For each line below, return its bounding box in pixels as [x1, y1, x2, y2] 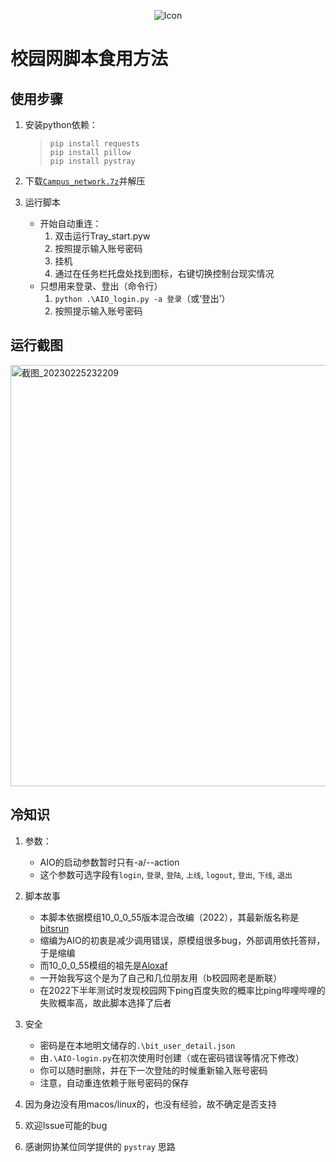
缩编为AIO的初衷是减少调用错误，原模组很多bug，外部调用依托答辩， [39, 934, 326, 946]
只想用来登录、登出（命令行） [39, 280, 163, 292]
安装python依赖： [24, 119, 98, 130]
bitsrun [39, 922, 70, 934]
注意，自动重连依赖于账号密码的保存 [39, 1076, 190, 1089]
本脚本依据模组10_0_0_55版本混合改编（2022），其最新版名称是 [39, 911, 300, 923]
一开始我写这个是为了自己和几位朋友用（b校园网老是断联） [39, 971, 283, 984]
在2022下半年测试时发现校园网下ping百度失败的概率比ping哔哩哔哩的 [39, 984, 326, 996]
